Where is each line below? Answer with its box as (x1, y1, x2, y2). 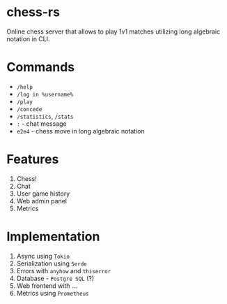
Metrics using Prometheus (16, 289, 89, 297)
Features (6, 152, 59, 168)
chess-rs (6, 4, 61, 20)
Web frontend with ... (16, 281, 77, 290)
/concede (16, 106, 42, 113)
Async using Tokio (16, 252, 70, 260)
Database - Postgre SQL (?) (16, 274, 95, 282)
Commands (6, 59, 75, 75)
